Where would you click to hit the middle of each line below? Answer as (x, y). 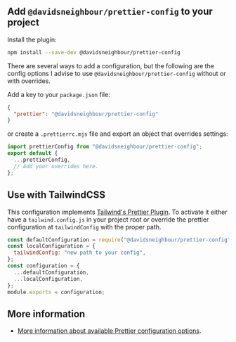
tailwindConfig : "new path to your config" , (80, 253)
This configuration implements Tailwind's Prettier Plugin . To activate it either (117, 212)
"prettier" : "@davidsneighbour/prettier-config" (86, 114)
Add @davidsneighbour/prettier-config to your (110, 12)
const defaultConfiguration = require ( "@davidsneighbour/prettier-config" (119, 240)
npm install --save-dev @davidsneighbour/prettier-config (94, 52)
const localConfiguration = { (52, 246)
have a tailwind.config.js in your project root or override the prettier (108, 219)
